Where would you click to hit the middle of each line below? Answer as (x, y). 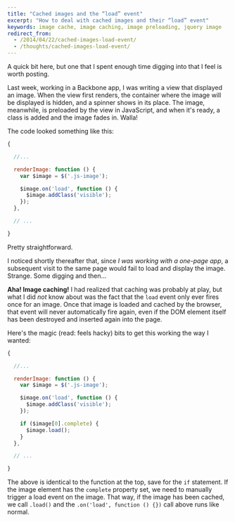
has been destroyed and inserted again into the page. (85, 319)
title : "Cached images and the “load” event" (75, 14)
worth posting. (28, 74)
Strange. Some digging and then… (57, 276)
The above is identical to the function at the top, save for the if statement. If (118, 482)
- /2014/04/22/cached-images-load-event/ (75, 40)
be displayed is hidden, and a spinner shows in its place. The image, (106, 102)
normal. (18, 512)
